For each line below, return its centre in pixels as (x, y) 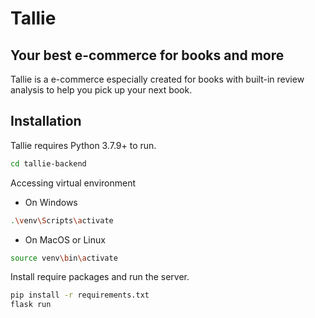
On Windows (51, 202)
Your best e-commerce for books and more (147, 55)
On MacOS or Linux (65, 239)
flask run (31, 305)
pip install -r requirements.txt (80, 295)
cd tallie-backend (48, 163)
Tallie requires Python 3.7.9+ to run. (83, 145)
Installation (46, 121)
